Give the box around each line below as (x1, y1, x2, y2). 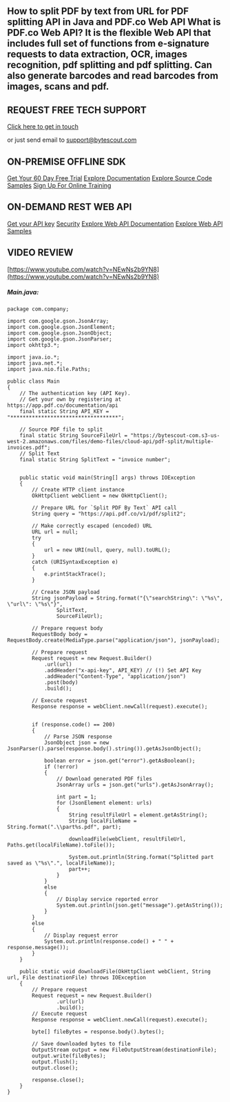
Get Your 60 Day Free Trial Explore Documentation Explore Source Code (7, 174, 212, 182)
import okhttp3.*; (7, 341, 60, 348)
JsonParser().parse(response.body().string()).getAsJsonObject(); (7, 745, 202, 752)
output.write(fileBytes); (32, 1052, 107, 1059)
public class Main (7, 378, 60, 385)
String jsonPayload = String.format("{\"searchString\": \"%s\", (32, 595, 224, 602)
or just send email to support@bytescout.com (7, 136, 137, 144)
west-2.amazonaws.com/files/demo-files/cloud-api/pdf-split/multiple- (7, 438, 214, 445)
